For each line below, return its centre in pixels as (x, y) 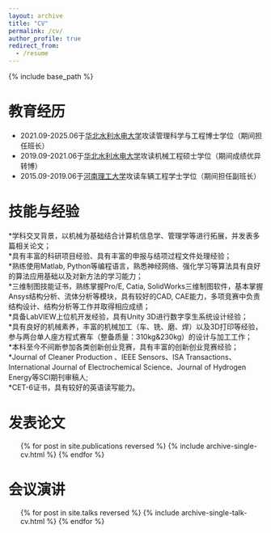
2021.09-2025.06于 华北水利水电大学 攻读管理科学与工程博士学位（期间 (138, 135)
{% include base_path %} (51, 76)
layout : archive (36, 16)
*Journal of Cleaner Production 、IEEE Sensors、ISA (96, 357)
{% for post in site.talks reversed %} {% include (100, 512)
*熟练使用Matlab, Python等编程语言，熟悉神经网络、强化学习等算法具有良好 (135, 266)
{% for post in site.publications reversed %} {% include (112, 446)
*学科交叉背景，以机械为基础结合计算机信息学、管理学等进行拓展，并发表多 (134, 235)
